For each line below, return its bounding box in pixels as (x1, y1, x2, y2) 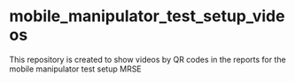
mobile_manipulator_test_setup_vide (9, 6, 285, 26)
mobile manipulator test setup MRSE (9, 64, 142, 74)
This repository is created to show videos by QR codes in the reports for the (9, 54, 286, 64)
